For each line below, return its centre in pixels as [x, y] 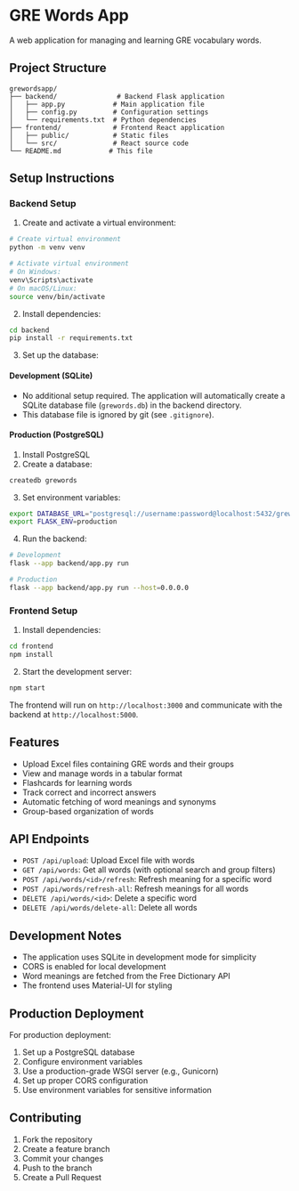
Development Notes [65, 936]
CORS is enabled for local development [94, 967]
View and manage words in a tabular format [102, 773]
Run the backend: [54, 539]
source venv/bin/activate [57, 296]
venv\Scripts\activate [51, 280]
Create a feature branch [66, 1148]
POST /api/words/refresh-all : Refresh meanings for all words [135, 889]
